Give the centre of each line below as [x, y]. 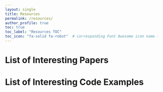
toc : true [15, 27]
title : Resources [23, 14]
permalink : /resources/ [29, 18]
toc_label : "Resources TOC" [33, 32]
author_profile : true [27, 23]
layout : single [20, 9]
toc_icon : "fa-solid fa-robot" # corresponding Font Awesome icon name [80, 37]
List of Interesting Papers [57, 60]
